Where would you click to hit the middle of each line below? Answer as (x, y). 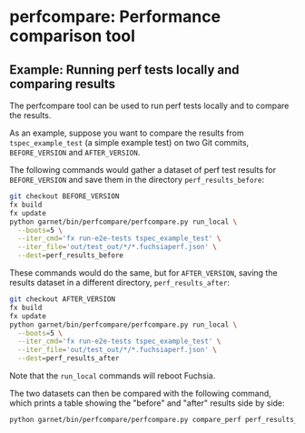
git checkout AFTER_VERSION (63, 299)
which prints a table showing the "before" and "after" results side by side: (147, 403)
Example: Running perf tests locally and (124, 70)
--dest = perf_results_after (69, 358)
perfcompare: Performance (115, 17)
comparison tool (73, 36)
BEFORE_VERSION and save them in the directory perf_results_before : (137, 180)
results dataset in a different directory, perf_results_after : (119, 282)
